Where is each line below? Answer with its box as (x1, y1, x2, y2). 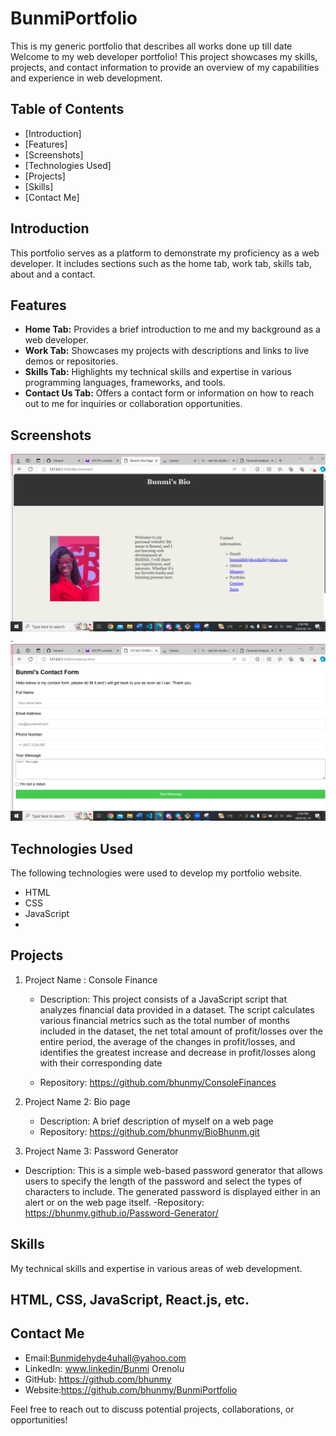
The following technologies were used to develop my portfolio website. (10, 867, 303, 879)
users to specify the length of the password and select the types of (24, 1175, 303, 1187)
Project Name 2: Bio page (24, 1095, 131, 1107)
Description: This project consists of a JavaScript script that (39, 993, 287, 1005)
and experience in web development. (10, 72, 163, 84)
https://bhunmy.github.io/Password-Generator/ (24, 1207, 219, 1219)
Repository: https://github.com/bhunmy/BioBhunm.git (39, 1125, 260, 1137)
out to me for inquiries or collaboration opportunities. (24, 398, 243, 410)
